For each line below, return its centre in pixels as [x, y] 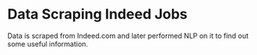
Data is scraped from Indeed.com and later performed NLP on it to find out [128, 36]
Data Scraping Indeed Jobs [97, 14]
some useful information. [48, 43]
